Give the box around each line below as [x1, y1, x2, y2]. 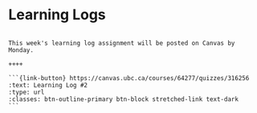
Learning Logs [8, 6, 106, 24]
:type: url [8, 88, 45, 96]
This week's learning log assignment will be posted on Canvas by [8, 38, 235, 47]
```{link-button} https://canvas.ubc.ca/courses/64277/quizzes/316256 [8, 74, 250, 82]
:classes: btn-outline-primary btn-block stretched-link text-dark [8, 95, 239, 103]
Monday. [8, 46, 35, 54]
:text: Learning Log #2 [8, 81, 88, 89]
